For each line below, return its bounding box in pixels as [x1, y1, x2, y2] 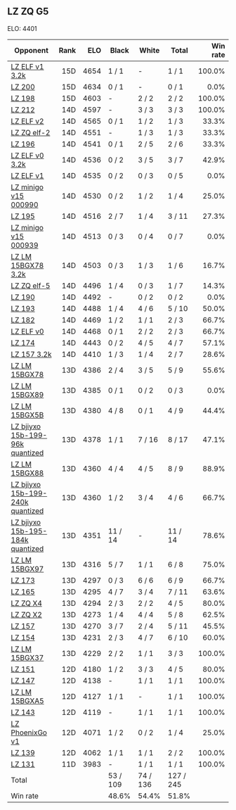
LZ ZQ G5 [7, 6, 49, 18]
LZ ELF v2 [11, 116, 44, 126]
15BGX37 [11, 652, 44, 662]
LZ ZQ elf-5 [11, 281, 51, 291]
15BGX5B [11, 410, 44, 419]
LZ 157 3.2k [11, 349, 52, 359]
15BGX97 [11, 564, 44, 574]
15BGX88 [11, 468, 44, 478]
